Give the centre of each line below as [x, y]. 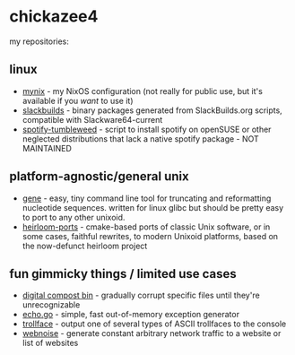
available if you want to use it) [78, 100]
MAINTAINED [47, 148]
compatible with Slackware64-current [92, 119]
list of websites [50, 343]
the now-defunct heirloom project [85, 246]
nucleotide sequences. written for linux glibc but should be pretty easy [153, 207]
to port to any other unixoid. [74, 217]
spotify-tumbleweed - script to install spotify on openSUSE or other [147, 129]
